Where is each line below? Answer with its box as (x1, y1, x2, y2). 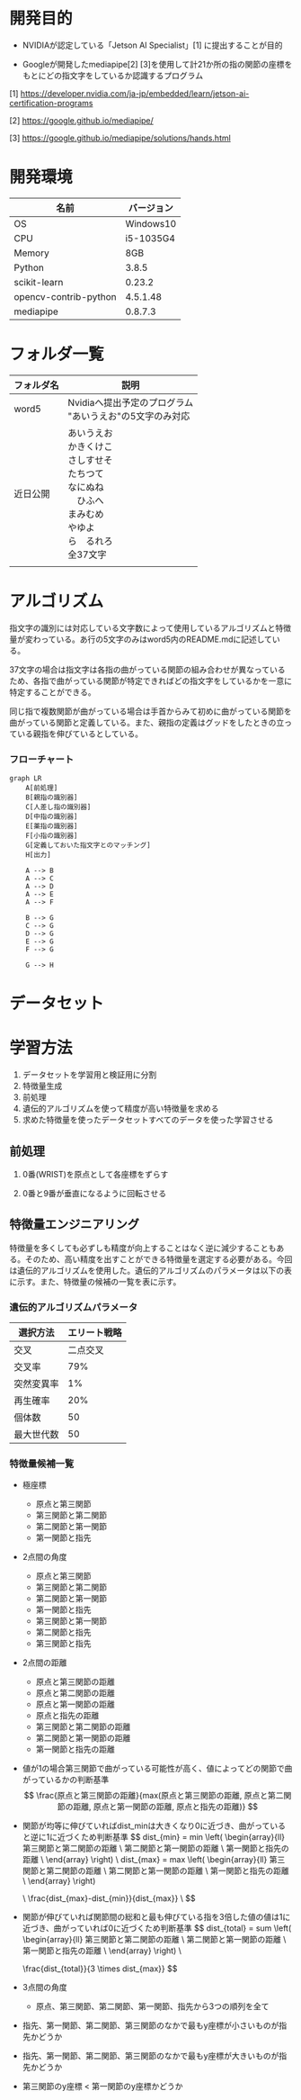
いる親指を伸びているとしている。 (16, 728, 144, 739)
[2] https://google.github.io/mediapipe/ (9, 114, 155, 126)
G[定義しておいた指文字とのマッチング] (25, 841, 151, 851)
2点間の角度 (22, 1552, 67, 1563)
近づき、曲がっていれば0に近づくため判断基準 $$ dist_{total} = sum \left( (22, 1923, 292, 1933)
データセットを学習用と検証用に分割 (22, 1069, 157, 1080)
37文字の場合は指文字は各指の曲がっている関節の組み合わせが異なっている (9, 663, 286, 675)
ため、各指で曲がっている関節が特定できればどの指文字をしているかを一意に (9, 675, 292, 686)
